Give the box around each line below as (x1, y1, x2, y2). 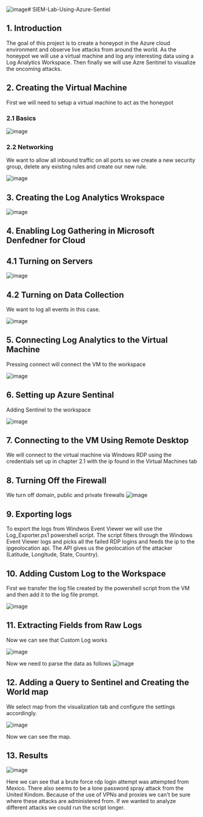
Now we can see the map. (6, 733, 72, 740)
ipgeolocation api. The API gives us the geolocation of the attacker (6, 544, 173, 552)
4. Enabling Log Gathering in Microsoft (6, 226, 155, 236)
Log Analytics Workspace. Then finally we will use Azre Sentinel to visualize (6, 58, 196, 66)
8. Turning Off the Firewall (6, 475, 107, 485)
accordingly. (6, 709, 38, 716)
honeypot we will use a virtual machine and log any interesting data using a (6, 52, 194, 59)
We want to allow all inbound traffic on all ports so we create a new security (6, 156, 196, 164)
